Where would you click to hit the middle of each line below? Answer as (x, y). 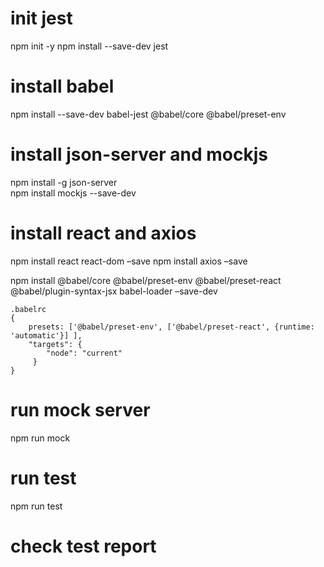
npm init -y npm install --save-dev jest (89, 46)
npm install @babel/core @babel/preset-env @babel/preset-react (146, 280)
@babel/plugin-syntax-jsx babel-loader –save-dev (114, 291)
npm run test (36, 506)
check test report (83, 546)
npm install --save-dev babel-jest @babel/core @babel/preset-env (148, 114)
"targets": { (55, 344)
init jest (41, 18)
